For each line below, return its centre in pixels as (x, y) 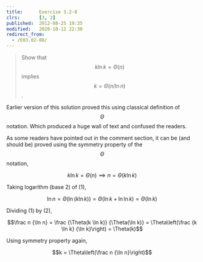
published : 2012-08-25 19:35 (45, 23)
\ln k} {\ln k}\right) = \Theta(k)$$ (102, 229)
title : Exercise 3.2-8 (42, 12)
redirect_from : (26, 35)
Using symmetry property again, (47, 240)
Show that (34, 57)
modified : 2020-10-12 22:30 (45, 29)
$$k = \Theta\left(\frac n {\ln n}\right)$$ (102, 252)
